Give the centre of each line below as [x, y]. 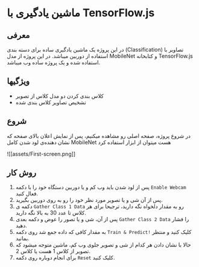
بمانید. [22, 239]
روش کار [22, 173]
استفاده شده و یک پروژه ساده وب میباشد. [54, 62]
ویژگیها [18, 81]
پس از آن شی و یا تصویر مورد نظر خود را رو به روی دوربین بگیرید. [89, 200]
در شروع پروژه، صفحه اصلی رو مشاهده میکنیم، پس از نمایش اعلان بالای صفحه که [99, 136]
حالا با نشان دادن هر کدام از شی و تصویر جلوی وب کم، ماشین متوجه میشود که [103, 245]
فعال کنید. [27, 193]
